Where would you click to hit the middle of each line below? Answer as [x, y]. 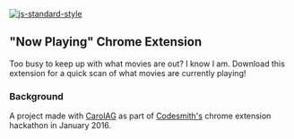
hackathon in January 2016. [61, 126]
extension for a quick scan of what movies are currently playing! [128, 73]
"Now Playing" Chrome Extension [106, 42]
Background [37, 96]
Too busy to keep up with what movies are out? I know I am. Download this [147, 64]
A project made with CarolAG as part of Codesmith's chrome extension [140, 116]
